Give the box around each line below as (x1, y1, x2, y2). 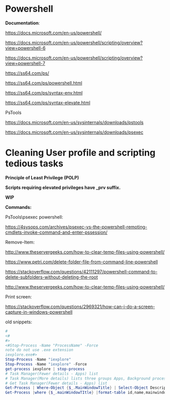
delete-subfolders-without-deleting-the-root (5, 274, 98, 280)
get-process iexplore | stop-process (5, 366, 85, 372)
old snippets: (5, 319, 32, 325)
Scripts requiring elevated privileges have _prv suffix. (5, 184, 121, 191)
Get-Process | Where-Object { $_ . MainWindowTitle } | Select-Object (5, 385, 148, 390)
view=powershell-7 (5, 60, 46, 66)
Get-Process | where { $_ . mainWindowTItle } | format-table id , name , (5, 390, 146, 395)
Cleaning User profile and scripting (5, 147, 156, 159)
